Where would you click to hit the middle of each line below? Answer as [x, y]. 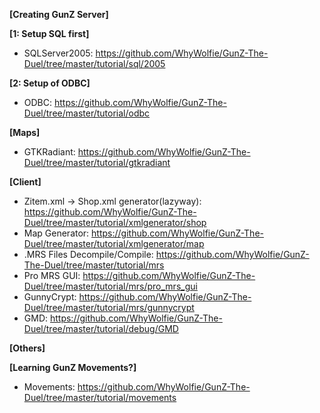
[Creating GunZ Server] [59, 14]
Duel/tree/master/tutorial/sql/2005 [94, 63]
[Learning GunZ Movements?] [73, 367]
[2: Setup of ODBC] [50, 83]
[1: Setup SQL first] [49, 33]
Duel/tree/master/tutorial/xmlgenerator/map [114, 243]
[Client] [25, 182]
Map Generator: [56, 233]
